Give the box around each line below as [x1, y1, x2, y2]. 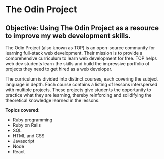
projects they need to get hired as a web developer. [5, 66, 113, 72]
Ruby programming [12, 117, 53, 123]
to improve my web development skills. [5, 31, 131, 40]
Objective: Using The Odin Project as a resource [5, 24, 159, 32]
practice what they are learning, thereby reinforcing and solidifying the [5, 92, 152, 98]
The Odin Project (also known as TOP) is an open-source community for [5, 45, 155, 51]
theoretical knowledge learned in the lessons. [5, 97, 100, 103]
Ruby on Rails [12, 122, 41, 128]
